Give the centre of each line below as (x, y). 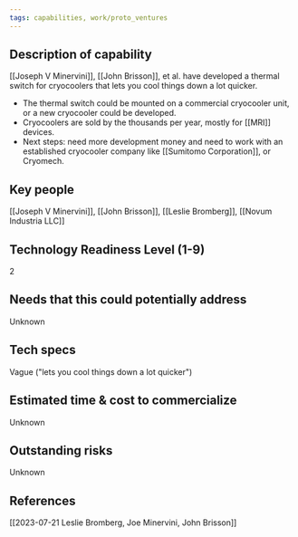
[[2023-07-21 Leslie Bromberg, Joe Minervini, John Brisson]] (123, 523)
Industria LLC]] (37, 221)
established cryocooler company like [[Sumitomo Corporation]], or (147, 151)
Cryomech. (43, 161)
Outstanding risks (61, 451)
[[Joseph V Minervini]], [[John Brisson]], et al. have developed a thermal (144, 76)
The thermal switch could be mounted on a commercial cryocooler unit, (156, 103)
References (43, 500)
